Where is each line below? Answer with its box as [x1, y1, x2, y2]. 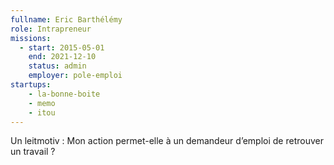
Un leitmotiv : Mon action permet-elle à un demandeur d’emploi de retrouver [10, 135, 324, 147]
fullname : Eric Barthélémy [10, 14, 123, 25]
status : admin [28, 61, 87, 71]
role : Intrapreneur [10, 24, 92, 34]
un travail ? [10, 146, 56, 158]
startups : [10, 80, 52, 90]
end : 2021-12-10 [28, 52, 97, 62]
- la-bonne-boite [28, 89, 101, 99]
